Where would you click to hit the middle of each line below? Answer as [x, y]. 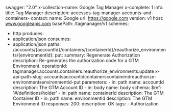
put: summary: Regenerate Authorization [97, 55]
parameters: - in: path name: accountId [123, 82]
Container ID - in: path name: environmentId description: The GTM [82, 98]
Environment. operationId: [40, 66]
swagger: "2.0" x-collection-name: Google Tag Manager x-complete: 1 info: [84, 7]
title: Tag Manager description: [38, 13]
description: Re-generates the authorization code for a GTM [76, 60]
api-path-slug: [28, 77]
